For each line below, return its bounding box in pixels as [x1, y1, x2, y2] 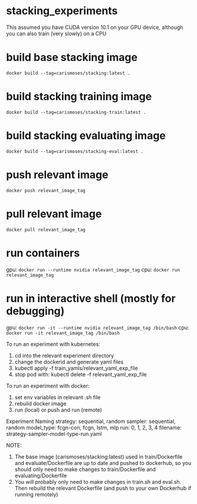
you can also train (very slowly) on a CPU [6, 30, 107, 37]
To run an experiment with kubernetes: [6, 340, 100, 347]
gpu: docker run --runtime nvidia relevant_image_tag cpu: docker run [6, 266, 180, 273]
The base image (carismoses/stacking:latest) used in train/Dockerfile [14, 453, 183, 460]
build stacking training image [6, 90, 152, 103]
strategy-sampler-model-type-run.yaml [6, 430, 102, 437]
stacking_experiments [6, 4, 118, 18]
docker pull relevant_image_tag [6, 226, 86, 233]
